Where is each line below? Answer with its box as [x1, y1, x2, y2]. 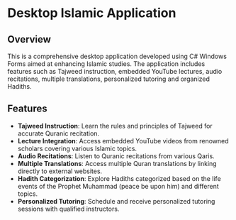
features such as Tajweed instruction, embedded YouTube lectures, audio [7, 67, 223, 75]
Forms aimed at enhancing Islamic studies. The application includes [7, 60, 206, 68]
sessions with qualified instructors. [17, 204, 120, 213]
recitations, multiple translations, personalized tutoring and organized [7, 75, 210, 83]
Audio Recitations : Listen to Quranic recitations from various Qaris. [17, 151, 215, 160]
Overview [7, 33, 52, 45]
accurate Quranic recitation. [17, 129, 100, 138]
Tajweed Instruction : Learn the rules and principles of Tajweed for [17, 121, 213, 130]
